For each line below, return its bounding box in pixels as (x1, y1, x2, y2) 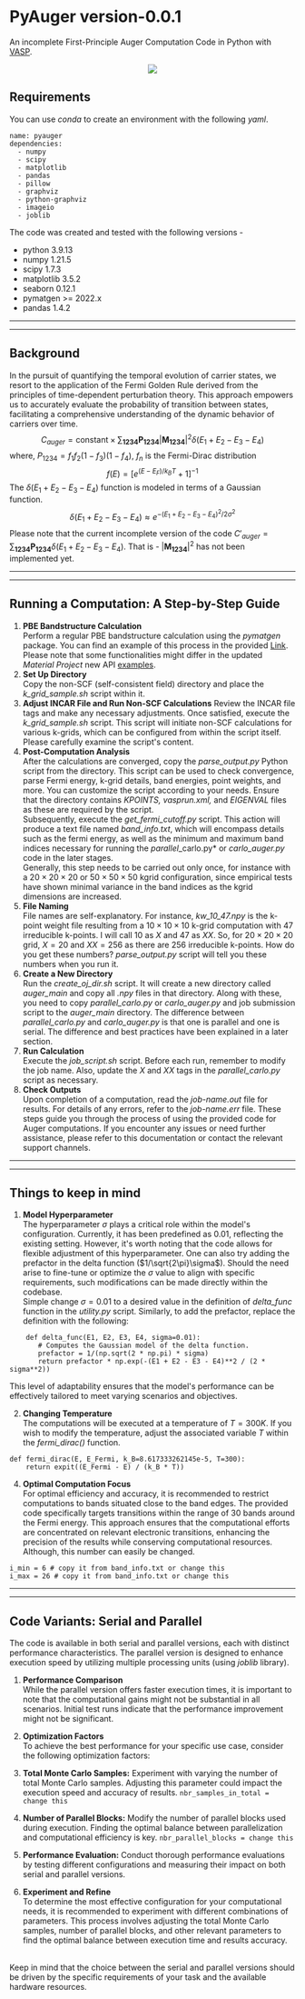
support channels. (22, 1142, 91, 1153)
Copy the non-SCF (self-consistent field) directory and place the (22, 678, 265, 689)
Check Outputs (22, 1084, 82, 1094)
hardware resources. (9, 1982, 88, 1993)
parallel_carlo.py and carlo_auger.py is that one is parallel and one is (22, 1016, 280, 1027)
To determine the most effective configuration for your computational (22, 1896, 282, 1907)
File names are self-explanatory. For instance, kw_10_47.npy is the (22, 910, 269, 921)
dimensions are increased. (22, 891, 123, 902)
